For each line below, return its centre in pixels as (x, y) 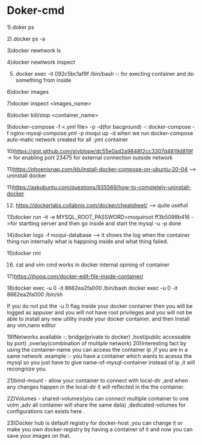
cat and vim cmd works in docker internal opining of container (93, 265)
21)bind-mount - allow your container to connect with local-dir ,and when (98, 380)
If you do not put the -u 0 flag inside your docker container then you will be (100, 306)
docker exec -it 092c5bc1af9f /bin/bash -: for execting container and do (105, 73)
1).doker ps (21, 27)
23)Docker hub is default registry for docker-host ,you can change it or (95, 423)
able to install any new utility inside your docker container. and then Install (98, 319)
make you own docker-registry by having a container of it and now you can (100, 429)
